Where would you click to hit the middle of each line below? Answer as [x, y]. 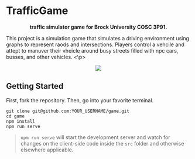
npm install [20, 121]
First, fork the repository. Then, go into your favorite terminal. [80, 100]
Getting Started [35, 86]
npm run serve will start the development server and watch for [95, 137]
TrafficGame [37, 11]
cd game [16, 116]
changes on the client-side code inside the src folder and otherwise [102, 143]
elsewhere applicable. [47, 150]
